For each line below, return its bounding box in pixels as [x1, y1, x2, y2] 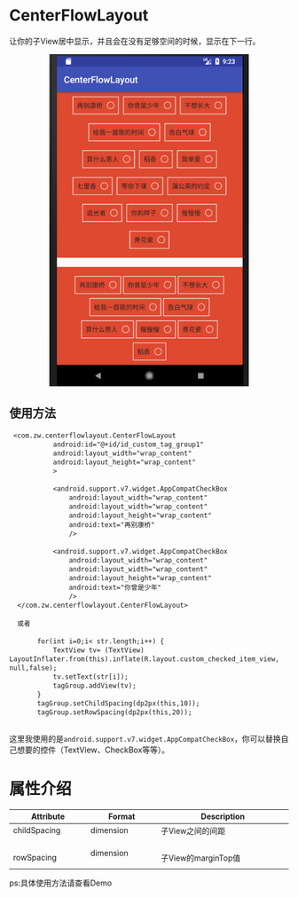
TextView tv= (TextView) [52, 645, 145, 655]
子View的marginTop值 [161, 853, 241, 863]
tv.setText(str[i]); [52, 672, 129, 681]
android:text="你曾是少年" [68, 583, 162, 592]
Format [107, 811, 136, 822]
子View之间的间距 [161, 825, 226, 836]
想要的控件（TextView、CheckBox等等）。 [16, 744, 170, 755]
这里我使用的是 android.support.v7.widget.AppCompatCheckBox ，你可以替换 [9, 733, 281, 744]
